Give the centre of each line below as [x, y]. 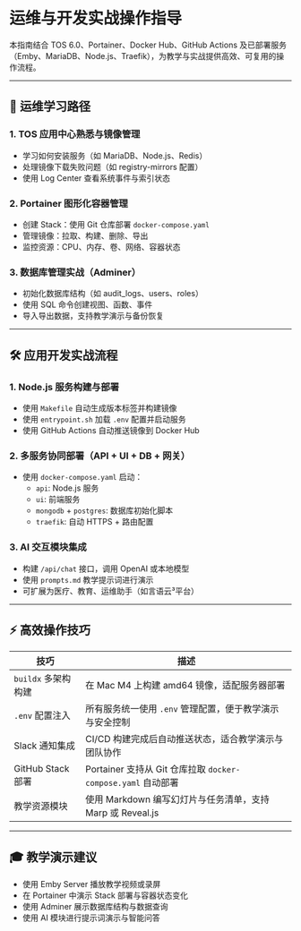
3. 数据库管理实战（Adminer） [75, 272]
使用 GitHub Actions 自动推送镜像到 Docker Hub [111, 430]
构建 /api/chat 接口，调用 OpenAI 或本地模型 [106, 568]
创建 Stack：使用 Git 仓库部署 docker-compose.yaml [116, 224]
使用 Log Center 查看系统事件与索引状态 [96, 178]
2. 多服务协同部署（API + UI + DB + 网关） [100, 456]
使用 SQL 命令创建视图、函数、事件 [87, 304]
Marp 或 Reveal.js [122, 813]
